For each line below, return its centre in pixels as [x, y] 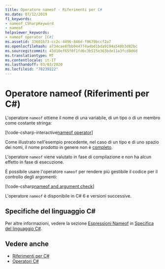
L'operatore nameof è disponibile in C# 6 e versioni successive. [68, 196]
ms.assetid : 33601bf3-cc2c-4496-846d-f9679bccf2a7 [58, 42]
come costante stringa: [29, 123]
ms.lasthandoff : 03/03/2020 [34, 65]
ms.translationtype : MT [30, 55]
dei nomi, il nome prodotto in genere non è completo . [59, 147]
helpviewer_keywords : [27, 33]
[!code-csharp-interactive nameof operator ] [49, 132]
